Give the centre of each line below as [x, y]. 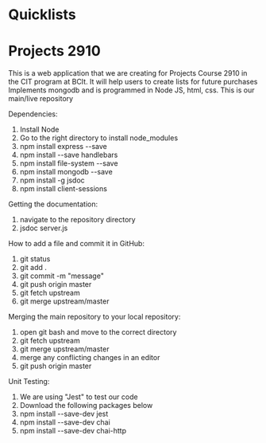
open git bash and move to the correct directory [98, 332]
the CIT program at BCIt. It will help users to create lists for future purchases [133, 82]
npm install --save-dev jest [64, 414]
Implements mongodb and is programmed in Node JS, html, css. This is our [131, 90]
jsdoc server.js [44, 228]
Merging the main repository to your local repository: [94, 317]
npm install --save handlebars [69, 155]
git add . [33, 268]
